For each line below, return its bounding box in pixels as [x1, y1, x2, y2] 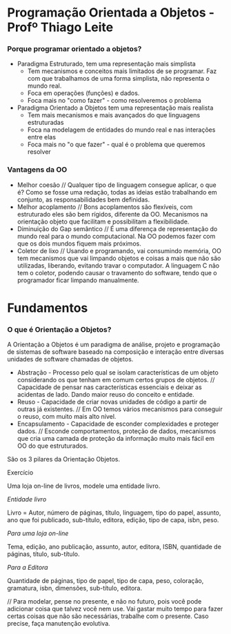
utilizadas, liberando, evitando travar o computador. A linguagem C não [17, 261, 219, 270]
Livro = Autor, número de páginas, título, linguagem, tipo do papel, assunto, [7, 508, 221, 517]
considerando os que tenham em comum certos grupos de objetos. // [17, 376, 215, 384]
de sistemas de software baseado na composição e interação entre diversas [7, 348, 224, 356]
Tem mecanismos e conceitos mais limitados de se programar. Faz [27, 67, 217, 75]
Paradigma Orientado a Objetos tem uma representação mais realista [17, 103, 214, 112]
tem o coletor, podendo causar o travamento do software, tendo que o [17, 268, 217, 277]
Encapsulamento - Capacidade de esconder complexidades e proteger [17, 419, 219, 428]
